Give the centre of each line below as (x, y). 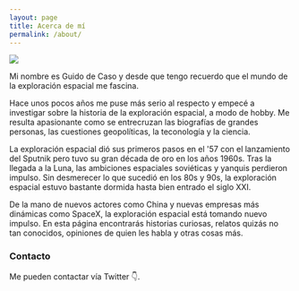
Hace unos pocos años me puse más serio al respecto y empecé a (132, 103)
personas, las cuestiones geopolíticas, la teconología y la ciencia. (130, 132)
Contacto (30, 256)
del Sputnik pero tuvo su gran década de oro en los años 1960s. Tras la (141, 158)
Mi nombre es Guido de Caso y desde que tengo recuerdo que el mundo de (149, 76)
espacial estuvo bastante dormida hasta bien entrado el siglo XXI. (130, 187)
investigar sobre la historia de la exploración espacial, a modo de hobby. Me (149, 113)
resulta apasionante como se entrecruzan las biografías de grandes (134, 123)
